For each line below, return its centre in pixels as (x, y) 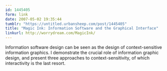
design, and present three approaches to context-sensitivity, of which (77, 58)
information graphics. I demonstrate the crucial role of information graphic (82, 52)
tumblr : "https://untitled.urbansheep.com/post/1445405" (66, 24)
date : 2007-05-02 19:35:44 (33, 19)
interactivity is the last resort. (35, 63)
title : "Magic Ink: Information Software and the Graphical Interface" (82, 28)
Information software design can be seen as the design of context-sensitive (84, 47)
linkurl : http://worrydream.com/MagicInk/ (50, 33)
